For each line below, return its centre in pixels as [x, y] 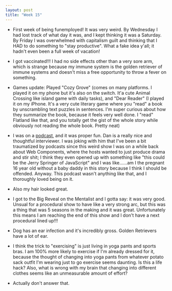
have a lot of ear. [30, 236]
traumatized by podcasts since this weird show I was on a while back [85, 146]
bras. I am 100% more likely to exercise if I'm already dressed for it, [84, 251]
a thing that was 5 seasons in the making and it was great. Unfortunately [89, 210]
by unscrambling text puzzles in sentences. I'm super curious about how [89, 109]
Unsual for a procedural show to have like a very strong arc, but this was [89, 204]
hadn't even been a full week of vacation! [56, 51]
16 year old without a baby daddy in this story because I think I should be [90, 168]
